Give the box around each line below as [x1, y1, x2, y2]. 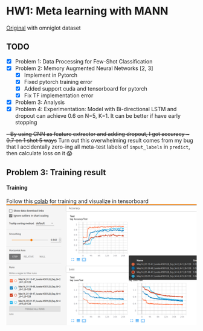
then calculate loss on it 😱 [6, 150, 72, 157]
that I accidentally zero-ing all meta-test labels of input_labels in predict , [6, 143, 190, 150]
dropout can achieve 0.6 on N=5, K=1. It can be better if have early [14, 112, 181, 120]
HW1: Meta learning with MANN [6, 4, 169, 18]
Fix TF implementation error [24, 92, 94, 99]
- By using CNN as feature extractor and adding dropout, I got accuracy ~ [6, 130, 190, 138]
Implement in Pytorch [24, 71, 77, 79]
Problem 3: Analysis [14, 98, 65, 106]
